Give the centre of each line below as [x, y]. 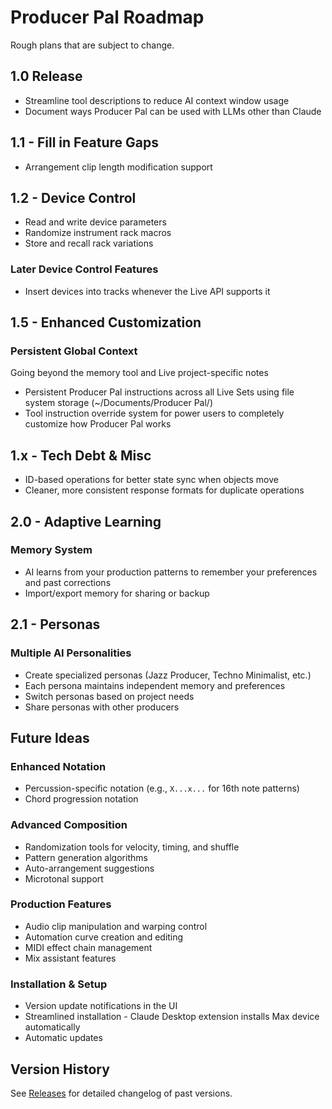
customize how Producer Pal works [98, 424]
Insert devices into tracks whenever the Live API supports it [147, 291]
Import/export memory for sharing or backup [117, 593]
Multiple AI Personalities [71, 653]
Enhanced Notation [58, 766]
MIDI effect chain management [88, 947]
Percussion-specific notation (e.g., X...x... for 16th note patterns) [162, 788]
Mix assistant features [70, 958]
